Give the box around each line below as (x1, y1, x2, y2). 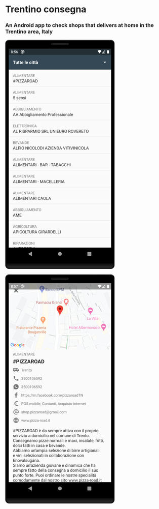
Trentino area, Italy (5, 28, 53, 35)
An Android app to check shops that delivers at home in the (5, 22, 154, 29)
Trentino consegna (5, 4, 87, 15)
